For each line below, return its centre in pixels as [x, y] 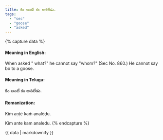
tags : [10, 14]
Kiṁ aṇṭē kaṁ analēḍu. [28, 114]
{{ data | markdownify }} [29, 132]
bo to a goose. [19, 69]
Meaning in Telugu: [25, 79]
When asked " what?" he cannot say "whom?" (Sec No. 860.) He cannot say [81, 63]
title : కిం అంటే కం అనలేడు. [31, 9]
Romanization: [20, 103]
